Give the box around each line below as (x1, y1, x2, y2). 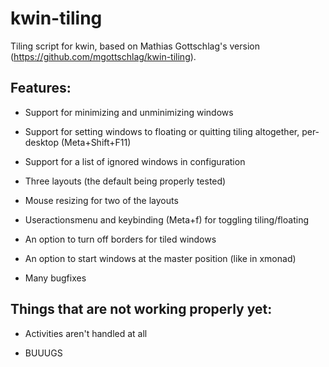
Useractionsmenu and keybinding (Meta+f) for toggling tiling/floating (24, 213, 309, 226)
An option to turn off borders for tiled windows (24, 233, 217, 245)
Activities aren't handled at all (24, 327, 148, 339)
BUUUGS (24, 347, 63, 359)
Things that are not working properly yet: (10, 301, 273, 318)
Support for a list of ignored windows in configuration (24, 155, 246, 167)
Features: (10, 80, 72, 97)
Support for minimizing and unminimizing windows (24, 106, 234, 118)
